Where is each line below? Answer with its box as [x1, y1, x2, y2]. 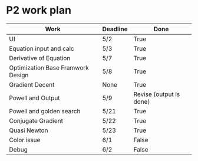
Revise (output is [133, 90, 180, 98]
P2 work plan [6, 4, 72, 17]
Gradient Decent [9, 80, 55, 88]
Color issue [9, 136, 41, 144]
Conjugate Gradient [9, 116, 64, 124]
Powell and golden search [9, 107, 81, 115]
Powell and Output [9, 94, 60, 102]
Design [9, 71, 29, 79]
